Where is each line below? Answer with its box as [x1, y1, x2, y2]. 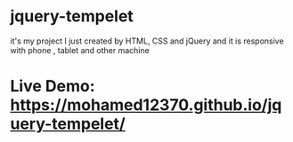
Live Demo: [10, 76, 95, 97]
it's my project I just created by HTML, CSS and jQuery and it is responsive [10, 35, 284, 46]
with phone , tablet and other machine [10, 44, 150, 55]
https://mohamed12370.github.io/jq [10, 95, 282, 115]
